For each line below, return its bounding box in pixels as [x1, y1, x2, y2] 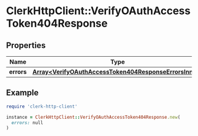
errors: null [11, 119, 44, 125]
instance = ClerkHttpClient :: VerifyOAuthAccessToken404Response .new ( [6, 114, 181, 120]
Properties [6, 40, 46, 50]
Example [6, 88, 39, 98]
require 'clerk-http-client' [6, 103, 78, 109]
